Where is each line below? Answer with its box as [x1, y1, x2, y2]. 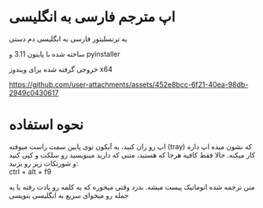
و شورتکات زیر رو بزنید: [9, 158, 79, 168]
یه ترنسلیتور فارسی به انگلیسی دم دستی [9, 34, 128, 43]
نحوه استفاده [9, 116, 84, 134]
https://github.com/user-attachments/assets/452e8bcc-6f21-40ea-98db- [9, 80, 249, 89]
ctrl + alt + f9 [9, 166, 52, 176]
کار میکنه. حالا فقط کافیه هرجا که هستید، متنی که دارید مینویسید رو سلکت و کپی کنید [9, 150, 255, 159]
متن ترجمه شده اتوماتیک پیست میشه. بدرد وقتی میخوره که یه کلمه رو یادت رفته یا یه [9, 182, 255, 191]
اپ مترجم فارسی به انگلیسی [9, 8, 176, 26]
